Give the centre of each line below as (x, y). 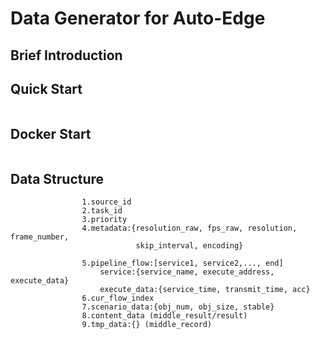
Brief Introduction (66, 55)
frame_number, (40, 237)
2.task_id (102, 211)
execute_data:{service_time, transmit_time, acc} (205, 290)
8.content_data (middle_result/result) (164, 316)
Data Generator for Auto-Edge (138, 18)
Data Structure (57, 178)
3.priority (104, 220)
